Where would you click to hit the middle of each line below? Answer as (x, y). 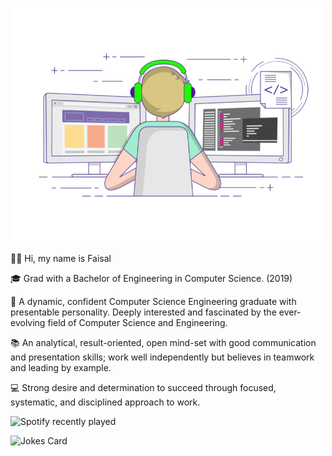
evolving (28, 322)
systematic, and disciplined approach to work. (105, 402)
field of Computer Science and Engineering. (137, 322)
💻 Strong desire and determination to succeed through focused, (143, 387)
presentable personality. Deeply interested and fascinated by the (143, 312)
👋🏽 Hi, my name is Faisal (61, 258)
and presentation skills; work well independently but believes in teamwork (162, 357)
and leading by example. (61, 367)
